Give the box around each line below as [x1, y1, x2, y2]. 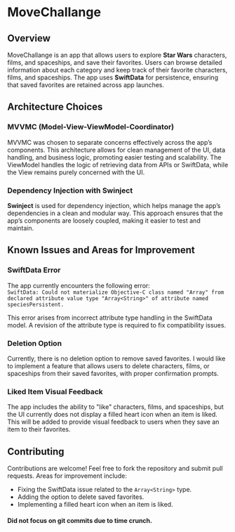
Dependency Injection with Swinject [7, 186, 133, 195]
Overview [7, 32, 51, 44]
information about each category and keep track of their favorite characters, [7, 66, 228, 74]
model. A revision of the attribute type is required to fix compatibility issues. [7, 320, 227, 329]
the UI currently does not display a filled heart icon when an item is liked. [7, 410, 217, 419]
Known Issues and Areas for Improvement [7, 244, 195, 257]
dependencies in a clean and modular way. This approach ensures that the [7, 209, 223, 217]
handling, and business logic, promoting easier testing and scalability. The [7, 153, 222, 162]
